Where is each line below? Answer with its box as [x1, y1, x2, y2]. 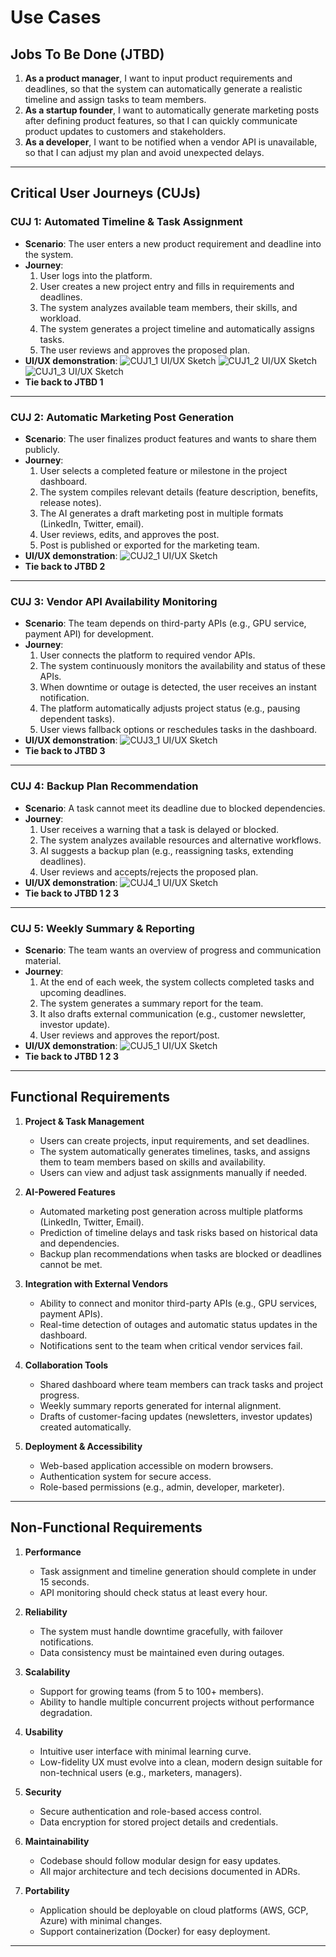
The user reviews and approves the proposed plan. [39, 344, 250, 356]
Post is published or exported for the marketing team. [39, 539, 260, 551]
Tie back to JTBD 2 [24, 560, 106, 572]
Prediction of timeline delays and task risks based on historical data [39, 1226, 318, 1238]
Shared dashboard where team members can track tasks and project [39, 1378, 324, 1390]
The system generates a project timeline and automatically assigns [39, 322, 315, 335]
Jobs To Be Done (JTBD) [10, 46, 165, 63]
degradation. [39, 1706, 93, 1718]
